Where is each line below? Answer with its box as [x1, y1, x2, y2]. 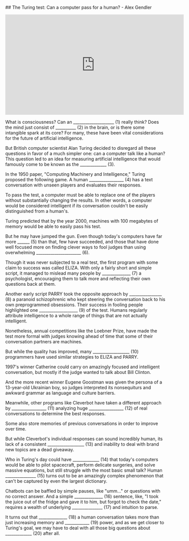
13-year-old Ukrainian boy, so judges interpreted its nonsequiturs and [5, 385, 151, 390]
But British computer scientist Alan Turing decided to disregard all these [5, 145, 156, 151]
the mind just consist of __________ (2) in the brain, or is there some [5, 124, 145, 130]
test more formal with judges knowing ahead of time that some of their [5, 333, 153, 339]
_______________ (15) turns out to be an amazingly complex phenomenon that [5, 473, 164, 478]
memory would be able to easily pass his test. [5, 224, 101, 229]
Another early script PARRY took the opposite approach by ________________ [5, 291, 162, 297]
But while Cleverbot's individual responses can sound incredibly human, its [5, 436, 163, 442]
